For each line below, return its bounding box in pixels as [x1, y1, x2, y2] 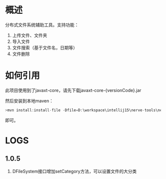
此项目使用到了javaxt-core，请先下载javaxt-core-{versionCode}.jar [5, 87, 142, 93]
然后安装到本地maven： [5, 97, 53, 104]
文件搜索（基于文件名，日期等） [12, 45, 78, 50]
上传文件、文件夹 [12, 32, 47, 38]
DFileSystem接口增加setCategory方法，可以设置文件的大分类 [12, 168, 137, 174]
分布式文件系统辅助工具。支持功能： [5, 22, 79, 28]
